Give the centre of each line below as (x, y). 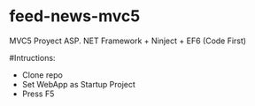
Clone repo (42, 75)
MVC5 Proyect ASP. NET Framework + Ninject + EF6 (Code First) (127, 41)
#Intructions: (32, 57)
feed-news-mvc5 (75, 16)
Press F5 (38, 94)
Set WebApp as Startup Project (78, 84)
